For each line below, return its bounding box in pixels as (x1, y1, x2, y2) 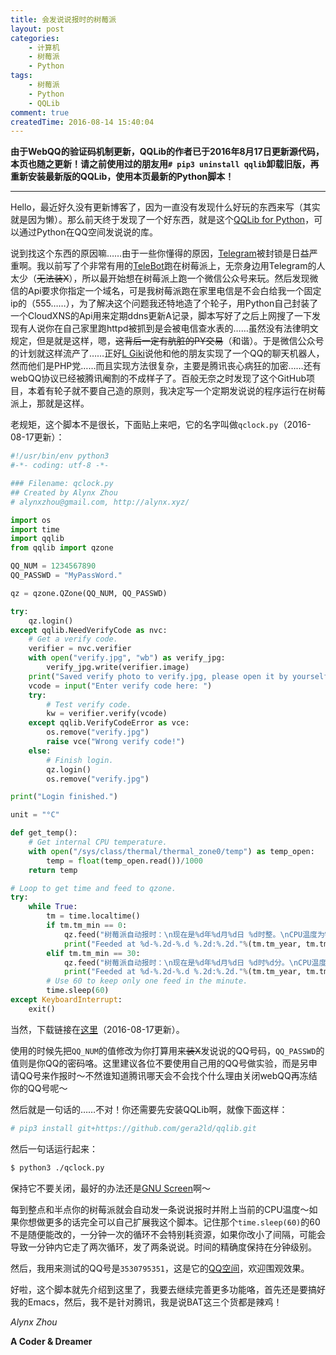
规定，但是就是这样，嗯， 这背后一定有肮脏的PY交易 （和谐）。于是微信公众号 (10, 335, 325, 347)
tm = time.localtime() (46, 911, 141, 921)
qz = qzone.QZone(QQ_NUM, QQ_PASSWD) (10, 588, 168, 598)
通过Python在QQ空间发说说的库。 (18, 226, 158, 238)
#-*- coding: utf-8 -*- (10, 461, 110, 471)
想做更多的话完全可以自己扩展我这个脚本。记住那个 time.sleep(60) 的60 (27, 1216, 321, 1228)
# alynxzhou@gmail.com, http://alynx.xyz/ (10, 497, 190, 507)
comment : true (10, 107, 70, 118)
